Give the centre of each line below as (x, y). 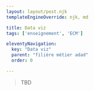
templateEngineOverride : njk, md (47, 17)
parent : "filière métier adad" (50, 55)
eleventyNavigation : (32, 44)
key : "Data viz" (31, 50)
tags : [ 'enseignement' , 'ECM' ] (45, 33)
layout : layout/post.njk (37, 12)
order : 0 (22, 60)
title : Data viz (26, 28)
